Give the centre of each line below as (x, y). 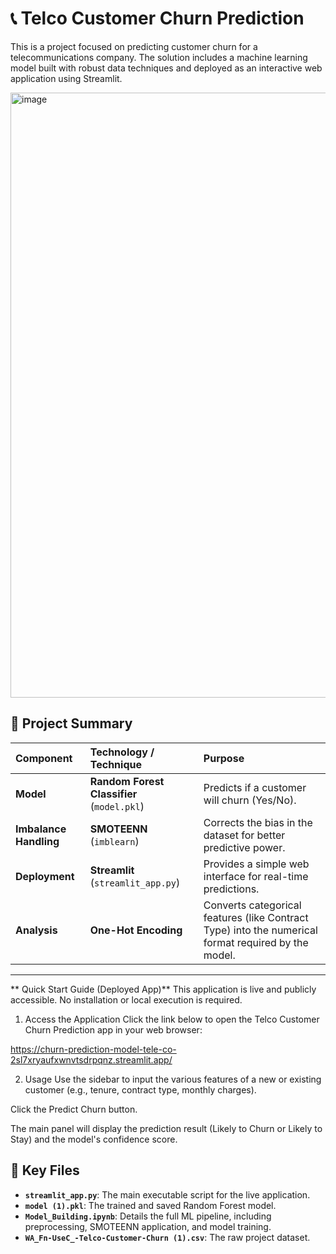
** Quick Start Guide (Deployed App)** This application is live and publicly (163, 989)
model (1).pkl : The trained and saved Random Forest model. (150, 1205)
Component (44, 758)
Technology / (122, 752)
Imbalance (41, 829)
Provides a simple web (256, 864)
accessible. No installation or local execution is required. (126, 999)
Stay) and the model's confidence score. (94, 1139)
